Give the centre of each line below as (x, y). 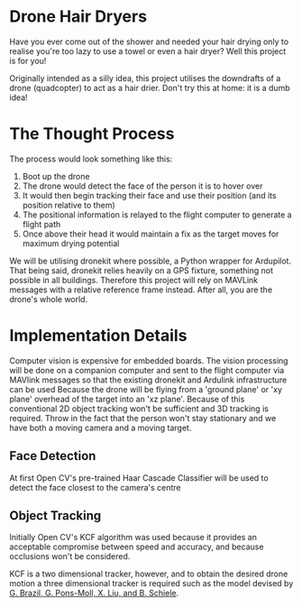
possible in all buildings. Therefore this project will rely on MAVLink (134, 280)
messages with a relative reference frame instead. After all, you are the (141, 290)
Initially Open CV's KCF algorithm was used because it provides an (133, 538)
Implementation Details (98, 336)
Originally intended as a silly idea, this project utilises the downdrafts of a (145, 78)
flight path (41, 224)
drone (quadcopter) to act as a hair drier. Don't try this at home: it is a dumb (150, 87)
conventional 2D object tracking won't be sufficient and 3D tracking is (139, 409)
